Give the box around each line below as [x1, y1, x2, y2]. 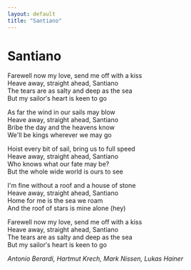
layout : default [7, 10, 56, 18]
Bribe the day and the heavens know [7, 123, 115, 132]
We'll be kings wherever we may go [7, 131, 112, 139]
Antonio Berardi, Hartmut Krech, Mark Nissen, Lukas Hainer [7, 254, 184, 263]
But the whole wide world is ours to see [7, 167, 123, 176]
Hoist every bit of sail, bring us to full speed [7, 144, 135, 154]
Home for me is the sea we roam [7, 196, 103, 205]
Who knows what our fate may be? [7, 160, 110, 169]
